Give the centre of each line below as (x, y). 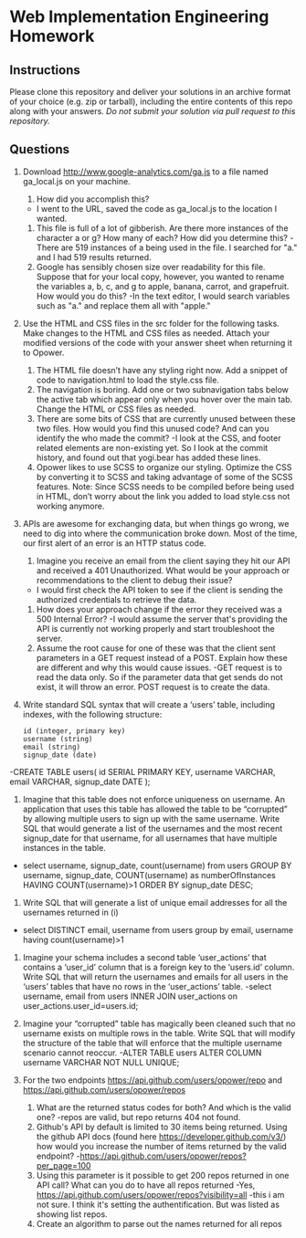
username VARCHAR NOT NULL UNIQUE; (101, 1062)
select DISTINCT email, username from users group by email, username (158, 929)
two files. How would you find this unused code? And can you (153, 428)
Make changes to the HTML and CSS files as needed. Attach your (146, 333)
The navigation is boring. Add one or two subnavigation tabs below (163, 389)
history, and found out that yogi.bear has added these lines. (148, 457)
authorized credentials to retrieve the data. (116, 599)
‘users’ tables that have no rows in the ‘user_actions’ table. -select (147, 986)
